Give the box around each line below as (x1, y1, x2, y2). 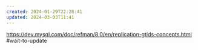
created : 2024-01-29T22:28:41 (6, 8, 83, 15)
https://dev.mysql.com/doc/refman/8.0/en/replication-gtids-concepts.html (6, 30, 192, 37)
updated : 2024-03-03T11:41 (6, 14, 74, 20)
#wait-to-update (6, 37, 47, 44)
